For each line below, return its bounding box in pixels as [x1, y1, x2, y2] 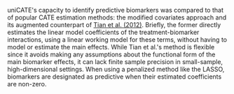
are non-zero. [7, 80, 47, 88]
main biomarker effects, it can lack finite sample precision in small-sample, [7, 58, 223, 65]
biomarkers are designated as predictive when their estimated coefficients [7, 72, 222, 81]
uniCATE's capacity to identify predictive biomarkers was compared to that [7, 6, 224, 14]
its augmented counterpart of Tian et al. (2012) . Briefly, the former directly [7, 21, 221, 29]
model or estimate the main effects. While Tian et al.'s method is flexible [7, 43, 215, 51]
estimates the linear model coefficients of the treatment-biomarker [7, 28, 200, 36]
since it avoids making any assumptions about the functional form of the [7, 50, 216, 58]
